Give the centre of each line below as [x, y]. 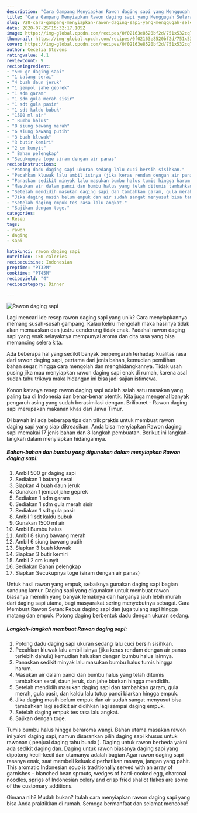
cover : [15, 45]
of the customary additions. [40, 786]
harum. [24, 669]
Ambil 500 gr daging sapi [46, 473]
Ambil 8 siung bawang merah [50, 535]
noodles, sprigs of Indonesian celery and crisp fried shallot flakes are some [97, 780]
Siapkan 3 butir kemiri [41, 554]
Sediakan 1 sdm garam [42, 498]
